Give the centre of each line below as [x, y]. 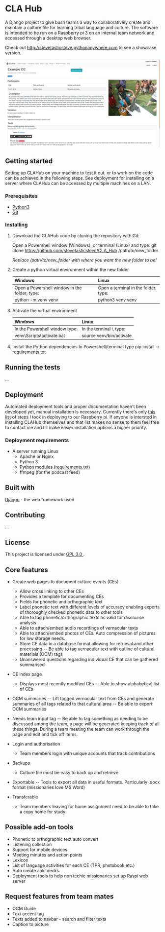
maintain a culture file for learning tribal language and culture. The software [82, 27]
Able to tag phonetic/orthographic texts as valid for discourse [82, 618]
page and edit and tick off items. [45, 734]
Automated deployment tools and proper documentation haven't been [76, 407]
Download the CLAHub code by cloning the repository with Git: [76, 235]
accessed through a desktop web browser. [48, 38]
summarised [32, 665]
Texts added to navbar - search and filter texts [59, 919]
